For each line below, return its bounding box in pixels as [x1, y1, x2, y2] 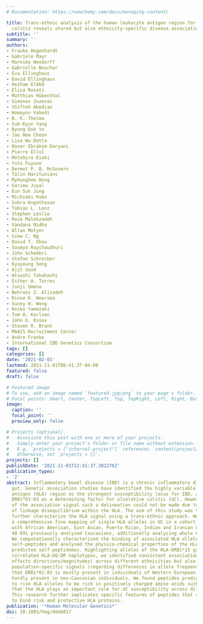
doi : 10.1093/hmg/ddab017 [6, 608, 71, 615]
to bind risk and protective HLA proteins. [11, 597, 123, 604]
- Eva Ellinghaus [6, 70, 50, 76]
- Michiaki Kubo [6, 194, 47, 200]
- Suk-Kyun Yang [6, 121, 47, 127]
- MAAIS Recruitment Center [6, 329, 77, 335]
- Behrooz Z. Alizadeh [6, 289, 63, 295]
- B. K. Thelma [6, 115, 45, 121]
